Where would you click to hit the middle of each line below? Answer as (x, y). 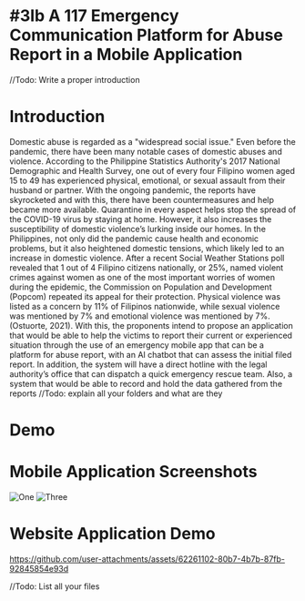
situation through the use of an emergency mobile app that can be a (137, 345)
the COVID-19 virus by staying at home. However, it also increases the (141, 219)
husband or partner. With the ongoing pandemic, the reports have (133, 190)
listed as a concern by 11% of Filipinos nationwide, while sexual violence (145, 306)
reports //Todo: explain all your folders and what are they (116, 393)
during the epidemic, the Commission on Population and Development (141, 287)
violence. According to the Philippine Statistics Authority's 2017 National (145, 161)
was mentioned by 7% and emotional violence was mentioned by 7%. (140, 316)
